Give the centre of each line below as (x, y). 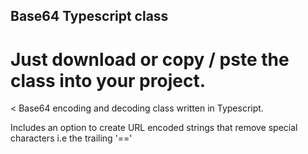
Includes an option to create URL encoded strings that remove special (154, 128)
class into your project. (108, 80)
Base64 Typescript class (89, 16)
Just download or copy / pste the (150, 59)
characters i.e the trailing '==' (71, 138)
